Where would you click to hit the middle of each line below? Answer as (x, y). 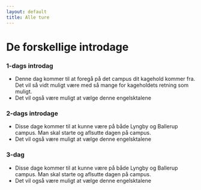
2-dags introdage (32, 113)
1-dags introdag (30, 65)
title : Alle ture (28, 17)
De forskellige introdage (67, 47)
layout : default (26, 12)
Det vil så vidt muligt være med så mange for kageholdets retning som (102, 85)
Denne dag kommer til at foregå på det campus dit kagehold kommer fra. (105, 79)
